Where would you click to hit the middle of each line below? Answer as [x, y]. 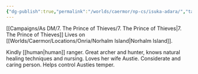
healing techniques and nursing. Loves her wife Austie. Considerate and [93, 58]
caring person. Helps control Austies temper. [60, 65]
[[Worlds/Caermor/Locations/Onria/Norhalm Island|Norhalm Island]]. [89, 41]
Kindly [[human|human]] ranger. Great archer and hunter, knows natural [93, 52]
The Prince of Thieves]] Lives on [46, 34]
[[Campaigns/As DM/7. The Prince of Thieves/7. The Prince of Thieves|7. [94, 28]
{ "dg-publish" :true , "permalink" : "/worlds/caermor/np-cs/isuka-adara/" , [96, 11]
